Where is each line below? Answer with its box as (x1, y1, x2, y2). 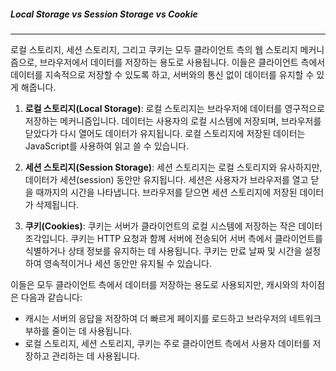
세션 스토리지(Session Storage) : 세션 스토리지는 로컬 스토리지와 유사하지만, (24, 161, 323, 173)
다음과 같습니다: (20, 291, 83, 303)
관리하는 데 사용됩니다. (51, 350, 141, 362)
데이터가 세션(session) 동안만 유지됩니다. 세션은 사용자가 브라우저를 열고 (24, 173, 309, 185)
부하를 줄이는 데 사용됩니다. (24, 325, 133, 337)
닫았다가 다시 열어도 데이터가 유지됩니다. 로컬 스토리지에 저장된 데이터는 (24, 127, 306, 139)
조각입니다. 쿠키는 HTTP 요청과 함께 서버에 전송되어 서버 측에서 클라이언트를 (24, 232, 323, 244)
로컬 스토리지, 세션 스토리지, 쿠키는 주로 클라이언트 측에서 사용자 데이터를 (24, 337, 311, 349)
